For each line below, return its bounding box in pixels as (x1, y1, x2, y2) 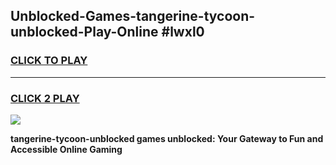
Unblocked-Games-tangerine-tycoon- (10, 8, 256, 25)
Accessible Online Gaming (10, 143, 123, 155)
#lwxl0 (161, 24, 205, 41)
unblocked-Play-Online (10, 24, 159, 41)
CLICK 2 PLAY (10, 91, 80, 105)
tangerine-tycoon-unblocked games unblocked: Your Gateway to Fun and (10, 132, 324, 144)
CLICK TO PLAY (10, 54, 88, 68)
